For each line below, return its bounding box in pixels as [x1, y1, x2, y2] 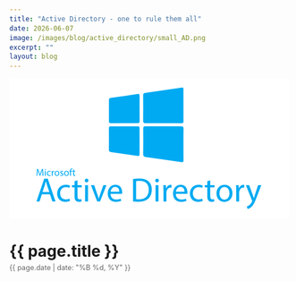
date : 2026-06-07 [9, 23, 74, 33]
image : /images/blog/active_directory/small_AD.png [9, 33, 206, 42]
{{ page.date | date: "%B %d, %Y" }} [9, 263, 131, 273]
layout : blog [9, 52, 58, 62]
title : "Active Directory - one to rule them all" [9, 14, 202, 23]
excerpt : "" [9, 43, 54, 52]
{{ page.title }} [9, 242, 120, 261]
